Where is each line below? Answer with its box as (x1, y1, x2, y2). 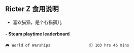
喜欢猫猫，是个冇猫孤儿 (12, 19, 62, 25)
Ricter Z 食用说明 (5, 5, 59, 14)
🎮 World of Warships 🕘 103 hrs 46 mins (5, 43, 129, 48)
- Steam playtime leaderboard (5, 31, 70, 37)
